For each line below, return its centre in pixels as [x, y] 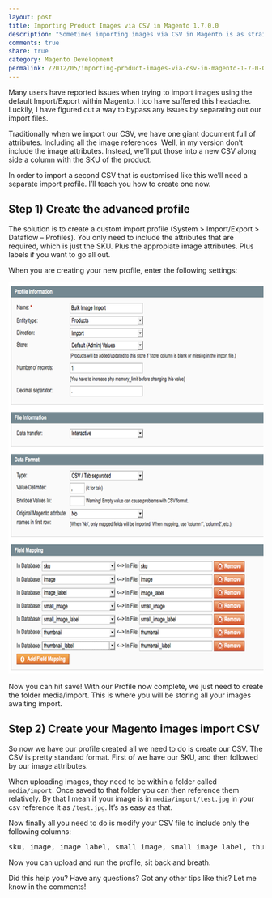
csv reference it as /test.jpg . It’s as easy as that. [90, 807]
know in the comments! [47, 887]
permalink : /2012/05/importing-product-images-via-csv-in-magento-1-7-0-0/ [139, 69]
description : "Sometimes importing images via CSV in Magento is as [126, 34]
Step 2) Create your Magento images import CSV [134, 729]
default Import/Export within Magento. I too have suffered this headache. [130, 100]
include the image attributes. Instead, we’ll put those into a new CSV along [132, 150]
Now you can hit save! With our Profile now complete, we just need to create [136, 686]
